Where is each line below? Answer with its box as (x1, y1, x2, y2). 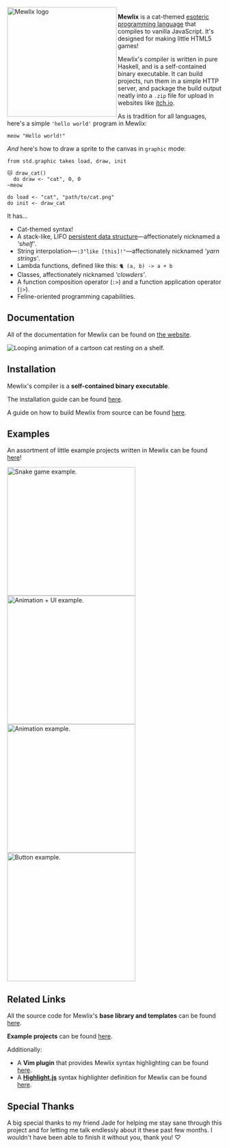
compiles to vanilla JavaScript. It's (118, 27, 214, 35)
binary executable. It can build (118, 70, 203, 77)
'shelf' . (16, 240, 37, 247)
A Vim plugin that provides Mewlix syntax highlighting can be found (16, 1059, 208, 1067)
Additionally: (7, 1045, 42, 1054)
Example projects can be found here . (7, 1032, 113, 1040)
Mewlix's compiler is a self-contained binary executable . (7, 382, 170, 390)
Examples (7, 428, 50, 440)
